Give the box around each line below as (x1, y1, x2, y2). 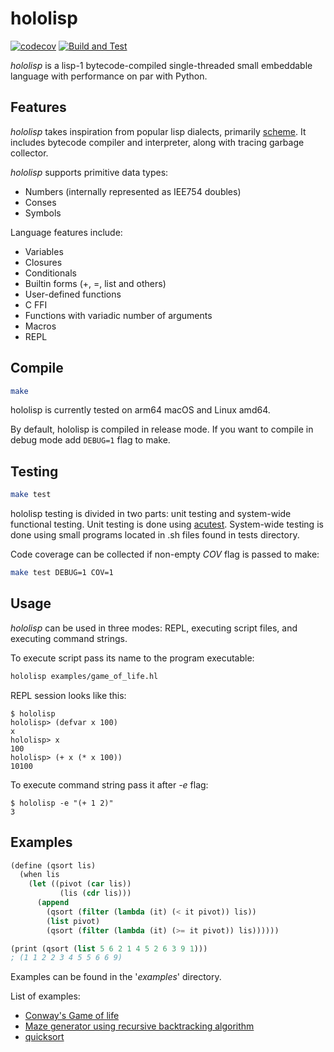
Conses (24, 196, 57, 208)
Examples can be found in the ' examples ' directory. (10, 971, 222, 983)
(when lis (19, 870, 60, 880)
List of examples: (10, 990, 81, 1002)
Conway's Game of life (24, 1010, 120, 1022)
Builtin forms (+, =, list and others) (24, 277, 167, 289)
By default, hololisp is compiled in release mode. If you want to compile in (10, 423, 314, 436)
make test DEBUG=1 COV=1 (10, 568, 114, 578)
